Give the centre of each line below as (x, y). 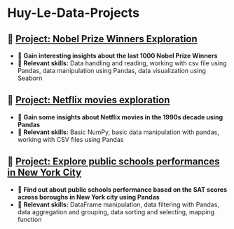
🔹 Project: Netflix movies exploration (89, 100)
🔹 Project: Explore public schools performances (113, 162)
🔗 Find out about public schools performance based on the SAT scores (122, 189)
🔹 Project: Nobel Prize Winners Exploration (102, 39)
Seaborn (30, 78)
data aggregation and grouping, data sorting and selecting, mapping (116, 211)
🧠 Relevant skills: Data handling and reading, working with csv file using (122, 63)
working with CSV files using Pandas (70, 139)
